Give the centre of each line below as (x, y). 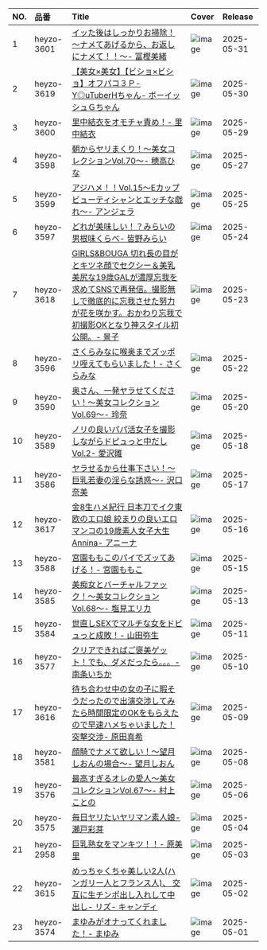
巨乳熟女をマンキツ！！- (118, 844)
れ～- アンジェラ (103, 212)
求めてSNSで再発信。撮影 (120, 289)
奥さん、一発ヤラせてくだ (119, 391)
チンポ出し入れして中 (135, 895)
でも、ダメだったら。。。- (133, 662)
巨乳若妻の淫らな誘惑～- (118, 480)
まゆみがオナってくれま (115, 922)
